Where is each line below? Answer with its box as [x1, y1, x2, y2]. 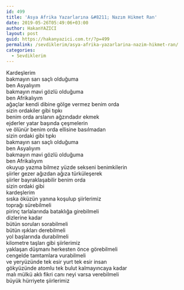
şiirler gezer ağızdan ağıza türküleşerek [6, 170, 102, 177]
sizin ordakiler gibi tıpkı [6, 107, 63, 114]
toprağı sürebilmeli [6, 201, 51, 208]
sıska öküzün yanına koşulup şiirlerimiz [6, 195, 102, 202]
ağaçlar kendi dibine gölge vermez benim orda [6, 100, 120, 107]
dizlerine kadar [6, 214, 43, 221]
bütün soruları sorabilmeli [6, 220, 68, 227]
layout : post [6, 31, 38, 37]
